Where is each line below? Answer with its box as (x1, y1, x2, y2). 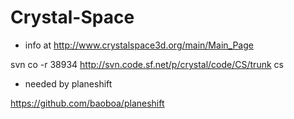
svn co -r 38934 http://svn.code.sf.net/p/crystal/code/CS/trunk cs (10, 58, 284, 70)
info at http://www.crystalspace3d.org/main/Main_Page (24, 39, 254, 51)
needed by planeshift (24, 77, 113, 90)
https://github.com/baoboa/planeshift (10, 97, 165, 109)
